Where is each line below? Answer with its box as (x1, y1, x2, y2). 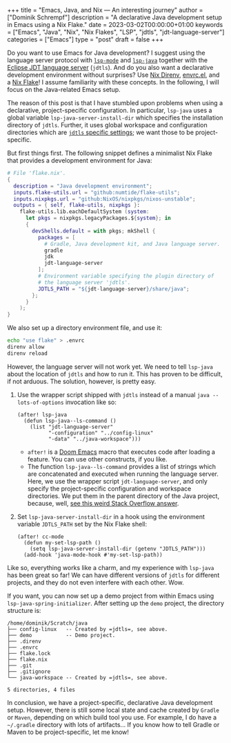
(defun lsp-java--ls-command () (23, 417, 117, 424)
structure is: (7, 606, 41, 614)
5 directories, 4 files (7, 686, 76, 693)
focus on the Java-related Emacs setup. (7, 86, 121, 93)
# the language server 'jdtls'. (37, 279, 131, 286)
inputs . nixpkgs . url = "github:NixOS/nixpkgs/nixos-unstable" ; (13, 195, 196, 203)
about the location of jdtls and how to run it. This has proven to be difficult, (7, 369, 223, 378)
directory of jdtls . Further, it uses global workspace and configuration (7, 121, 208, 129)
